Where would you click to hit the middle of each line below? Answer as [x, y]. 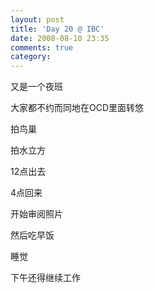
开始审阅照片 [36, 214]
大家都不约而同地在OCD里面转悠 [77, 108]
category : [31, 57]
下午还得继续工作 [45, 278]
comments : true [42, 47]
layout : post [37, 19]
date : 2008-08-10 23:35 [60, 38]
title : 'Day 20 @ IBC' [57, 29]
